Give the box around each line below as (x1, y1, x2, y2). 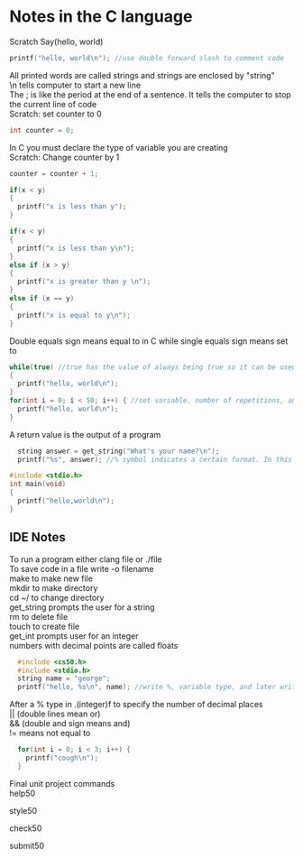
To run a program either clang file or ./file (9, 553, 162, 565)
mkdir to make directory (9, 582, 98, 593)
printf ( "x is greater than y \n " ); (17, 277, 151, 286)
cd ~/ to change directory (9, 592, 105, 603)
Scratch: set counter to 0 (9, 108, 102, 119)
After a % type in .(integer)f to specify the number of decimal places (9, 699, 263, 710)
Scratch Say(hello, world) (9, 36, 104, 47)
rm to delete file (9, 611, 69, 622)
